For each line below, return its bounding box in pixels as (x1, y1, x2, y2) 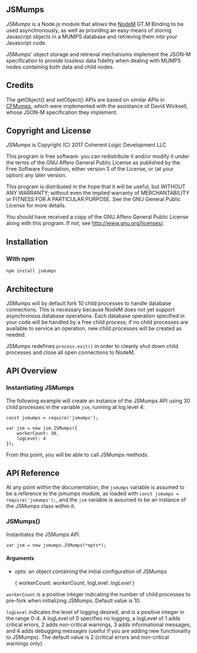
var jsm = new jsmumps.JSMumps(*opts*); (6, 542, 107, 548)
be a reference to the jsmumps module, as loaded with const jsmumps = (6, 490, 179, 497)
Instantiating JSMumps (6, 384, 75, 392)
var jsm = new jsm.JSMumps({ (6, 425, 78, 431)
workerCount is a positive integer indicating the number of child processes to (6, 590, 191, 597)
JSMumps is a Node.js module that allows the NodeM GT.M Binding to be (6, 20, 184, 27)
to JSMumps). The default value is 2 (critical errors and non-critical (6, 633, 169, 641)
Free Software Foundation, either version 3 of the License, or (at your (6, 165, 174, 173)
